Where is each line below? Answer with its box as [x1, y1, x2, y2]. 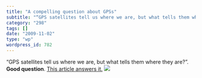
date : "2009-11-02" [6, 31, 55, 37]
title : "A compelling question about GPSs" [6, 8, 117, 15]
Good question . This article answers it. [6, 65, 103, 72]
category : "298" [6, 20, 47, 26]
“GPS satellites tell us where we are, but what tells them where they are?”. [6, 58, 189, 65]
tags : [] [6, 25, 28, 32]
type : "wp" [6, 36, 34, 42]
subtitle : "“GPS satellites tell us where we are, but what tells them [6, 14, 189, 20]
